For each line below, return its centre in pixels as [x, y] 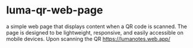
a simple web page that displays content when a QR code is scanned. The [96, 26]
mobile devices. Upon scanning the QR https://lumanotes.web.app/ [88, 39]
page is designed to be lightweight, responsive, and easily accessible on [95, 32]
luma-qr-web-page [55, 10]
